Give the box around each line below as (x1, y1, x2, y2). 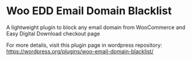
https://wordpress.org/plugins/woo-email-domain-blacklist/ (6, 47, 154, 54)
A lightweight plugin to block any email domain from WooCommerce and (6, 24, 186, 31)
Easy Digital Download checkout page (6, 30, 100, 37)
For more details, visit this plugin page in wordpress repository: (6, 41, 162, 49)
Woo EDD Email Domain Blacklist (6, 4, 172, 18)
